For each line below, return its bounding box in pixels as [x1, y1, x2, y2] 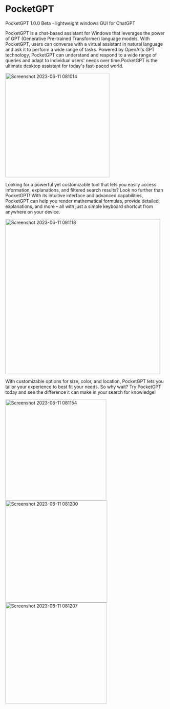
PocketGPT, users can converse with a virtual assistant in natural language [5, 41, 163, 47]
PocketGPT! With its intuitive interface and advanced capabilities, [5, 192, 143, 198]
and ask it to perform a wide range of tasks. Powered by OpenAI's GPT [5, 46, 155, 52]
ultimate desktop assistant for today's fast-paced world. [5, 63, 124, 69]
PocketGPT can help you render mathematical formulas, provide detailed [5, 198, 159, 204]
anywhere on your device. [5, 208, 60, 215]
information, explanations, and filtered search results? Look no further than [5, 187, 163, 193]
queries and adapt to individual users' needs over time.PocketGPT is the [5, 57, 158, 63]
